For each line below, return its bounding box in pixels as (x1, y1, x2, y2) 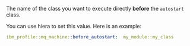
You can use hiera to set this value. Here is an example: (6, 23, 142, 29)
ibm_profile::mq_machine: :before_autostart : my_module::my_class (6, 34, 174, 40)
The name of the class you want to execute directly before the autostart (6, 5, 184, 12)
